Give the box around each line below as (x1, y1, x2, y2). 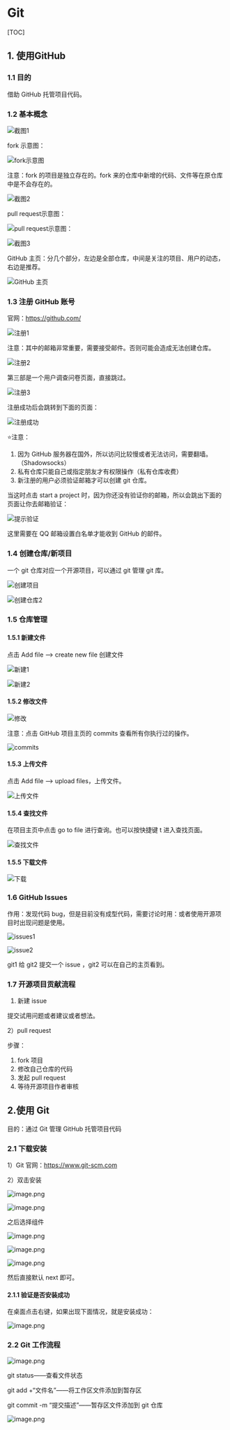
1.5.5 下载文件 (7, 858, 47, 866)
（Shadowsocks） (17, 459, 70, 467)
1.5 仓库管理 (7, 615, 47, 624)
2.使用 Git (7, 1105, 50, 1117)
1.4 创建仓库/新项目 (7, 549, 72, 559)
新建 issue (17, 996, 47, 1005)
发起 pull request (17, 1073, 66, 1082)
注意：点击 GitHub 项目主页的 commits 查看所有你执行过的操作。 (7, 729, 193, 737)
